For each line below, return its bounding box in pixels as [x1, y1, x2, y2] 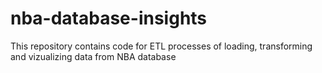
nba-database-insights [10, 7, 208, 30]
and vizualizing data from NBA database [10, 50, 177, 62]
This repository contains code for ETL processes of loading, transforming [10, 40, 313, 52]
